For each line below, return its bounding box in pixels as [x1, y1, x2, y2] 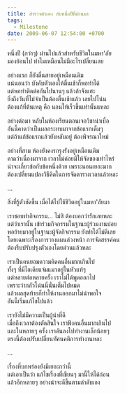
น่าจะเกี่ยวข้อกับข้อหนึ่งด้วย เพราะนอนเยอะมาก [7, 162, 112, 171]
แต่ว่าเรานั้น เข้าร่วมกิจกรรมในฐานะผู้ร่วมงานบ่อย [7, 220, 117, 228]
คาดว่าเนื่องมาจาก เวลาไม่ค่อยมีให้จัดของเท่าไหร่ [7, 154, 115, 163]
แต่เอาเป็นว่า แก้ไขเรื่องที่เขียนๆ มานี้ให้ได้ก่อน [7, 370, 110, 379]
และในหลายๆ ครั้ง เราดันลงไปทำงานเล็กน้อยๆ [7, 327, 110, 335]
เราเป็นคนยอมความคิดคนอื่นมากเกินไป [7, 258, 96, 266]
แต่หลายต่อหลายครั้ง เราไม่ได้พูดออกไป [7, 273, 96, 281]
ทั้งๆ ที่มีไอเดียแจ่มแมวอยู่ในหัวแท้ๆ [7, 265, 86, 274]
